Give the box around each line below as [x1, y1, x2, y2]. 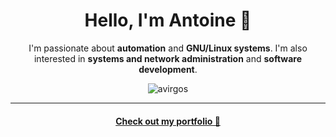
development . [138, 63, 198, 75]
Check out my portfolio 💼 [115, 115, 221, 127]
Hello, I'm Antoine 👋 [84, 9, 252, 32]
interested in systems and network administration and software [33, 52, 303, 64]
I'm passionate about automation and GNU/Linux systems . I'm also [28, 42, 308, 54]
